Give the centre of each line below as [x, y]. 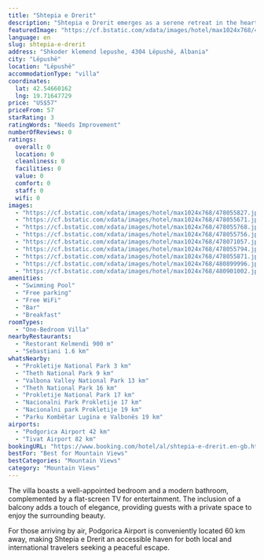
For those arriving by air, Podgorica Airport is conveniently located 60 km [127, 530]
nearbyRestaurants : [40, 337]
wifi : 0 [28, 198]
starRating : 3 [31, 118]
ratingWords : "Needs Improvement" [65, 125]
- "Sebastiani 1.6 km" [52, 351]
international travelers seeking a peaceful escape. [89, 547]
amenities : [26, 278]
